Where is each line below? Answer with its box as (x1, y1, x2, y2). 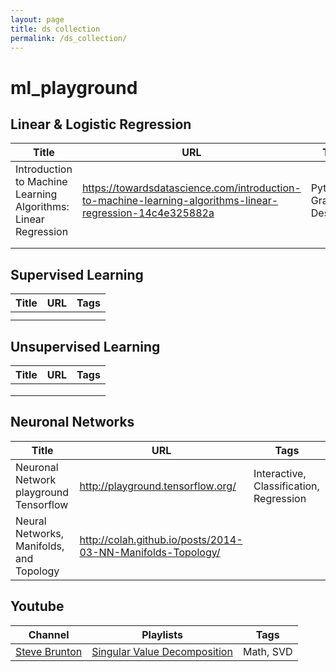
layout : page (10, 14, 65, 25)
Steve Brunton (15, 644, 83, 658)
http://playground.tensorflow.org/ (79, 479, 237, 493)
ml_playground (10, 76, 138, 99)
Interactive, (253, 466, 307, 480)
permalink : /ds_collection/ (10, 33, 128, 43)
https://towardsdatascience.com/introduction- (81, 181, 302, 195)
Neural (15, 514, 47, 528)
